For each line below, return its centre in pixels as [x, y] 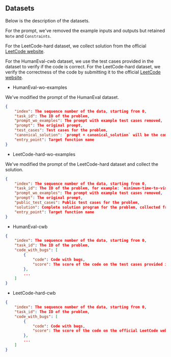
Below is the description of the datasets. [48, 20]
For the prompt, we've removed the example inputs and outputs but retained [85, 31]
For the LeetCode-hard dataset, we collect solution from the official [76, 46]
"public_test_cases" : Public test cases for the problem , [77, 203]
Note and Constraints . [28, 36]
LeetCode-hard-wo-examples [44, 154]
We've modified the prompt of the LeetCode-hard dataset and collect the [82, 164]
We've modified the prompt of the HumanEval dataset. [62, 97]
